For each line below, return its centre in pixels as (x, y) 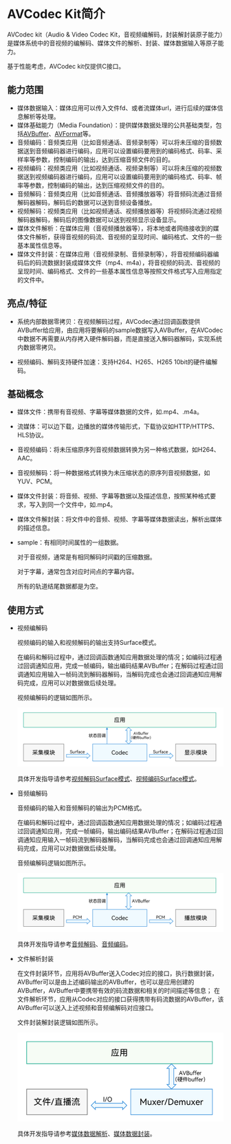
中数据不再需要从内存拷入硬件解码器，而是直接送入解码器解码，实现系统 (119, 338)
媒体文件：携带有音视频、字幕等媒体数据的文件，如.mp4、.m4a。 (110, 412)
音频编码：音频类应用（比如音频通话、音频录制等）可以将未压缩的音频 (117, 142)
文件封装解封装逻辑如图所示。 (59, 1022)
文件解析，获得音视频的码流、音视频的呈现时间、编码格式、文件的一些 (122, 236)
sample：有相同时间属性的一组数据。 (69, 542)
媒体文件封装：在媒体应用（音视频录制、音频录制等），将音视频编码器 (115, 254)
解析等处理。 (41, 116)
